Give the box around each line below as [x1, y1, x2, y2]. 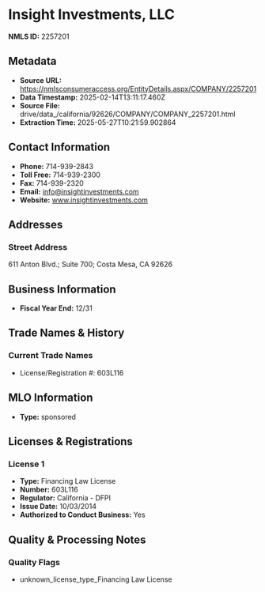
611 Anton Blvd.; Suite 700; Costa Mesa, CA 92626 [8, 259, 172, 270]
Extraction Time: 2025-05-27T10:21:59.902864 [19, 117, 176, 127]
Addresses [8, 217, 63, 231]
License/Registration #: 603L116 [19, 368, 124, 377]
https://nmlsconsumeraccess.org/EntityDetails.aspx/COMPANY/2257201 [19, 84, 257, 93]
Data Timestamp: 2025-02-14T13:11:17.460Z [19, 92, 166, 102]
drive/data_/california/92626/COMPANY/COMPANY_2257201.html [19, 109, 236, 119]
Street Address [8, 241, 68, 252]
